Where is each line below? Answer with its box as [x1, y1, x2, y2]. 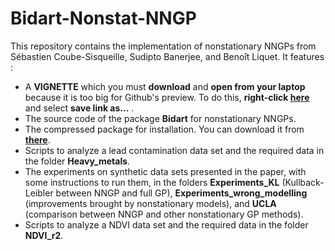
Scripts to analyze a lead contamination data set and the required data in [24, 144, 325, 156]
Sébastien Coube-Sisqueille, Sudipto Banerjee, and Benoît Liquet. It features [10, 50, 325, 62]
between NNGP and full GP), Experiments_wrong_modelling [55, 187, 308, 199]
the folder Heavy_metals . [24, 155, 131, 167]
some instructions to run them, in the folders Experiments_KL [24, 176, 280, 188]
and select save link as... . [24, 102, 135, 114]
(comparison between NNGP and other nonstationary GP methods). [24, 208, 304, 220]
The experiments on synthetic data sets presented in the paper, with [24, 165, 307, 177]
